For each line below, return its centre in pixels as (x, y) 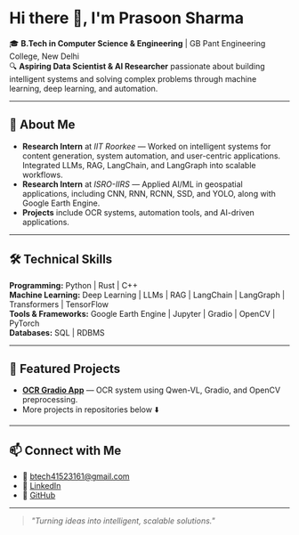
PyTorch (24, 323)
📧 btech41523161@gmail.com (76, 476)
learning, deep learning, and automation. (84, 88)
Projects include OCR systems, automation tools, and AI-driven (138, 212)
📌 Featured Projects (65, 369)
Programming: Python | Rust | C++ (73, 285)
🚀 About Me (42, 125)
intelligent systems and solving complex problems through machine (133, 78)
